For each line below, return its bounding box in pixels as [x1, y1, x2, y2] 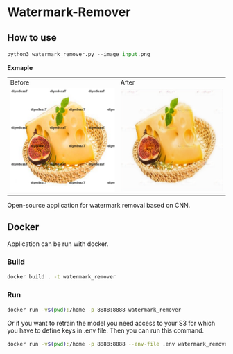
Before [10, 78, 30, 87]
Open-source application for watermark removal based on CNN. [7, 201, 191, 209]
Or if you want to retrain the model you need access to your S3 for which [7, 319, 216, 328]
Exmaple [7, 63, 33, 71]
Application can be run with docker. [7, 240, 109, 248]
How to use [7, 32, 57, 44]
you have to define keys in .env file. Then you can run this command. [7, 326, 205, 335]
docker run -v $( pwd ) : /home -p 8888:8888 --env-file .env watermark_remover [7, 341, 231, 348]
